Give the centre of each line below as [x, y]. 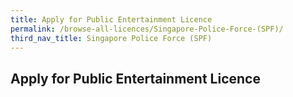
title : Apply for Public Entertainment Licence [111, 19]
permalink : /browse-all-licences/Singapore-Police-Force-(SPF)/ [147, 29]
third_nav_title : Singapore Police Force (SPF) [111, 38]
